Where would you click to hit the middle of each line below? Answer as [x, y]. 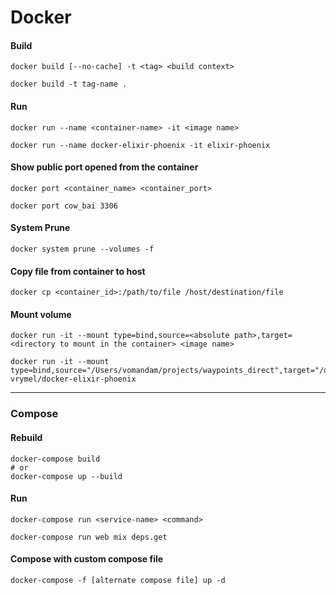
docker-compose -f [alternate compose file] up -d [118, 580]
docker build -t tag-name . [69, 84]
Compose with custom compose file [87, 559]
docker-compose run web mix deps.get [89, 537]
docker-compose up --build [66, 476]
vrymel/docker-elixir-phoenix [73, 379]
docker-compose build [55, 459]
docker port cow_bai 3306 [64, 206]
